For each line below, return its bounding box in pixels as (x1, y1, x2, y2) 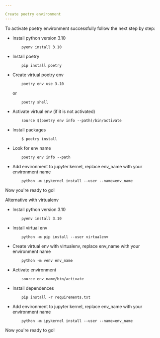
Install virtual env (12, 225, 48, 230)
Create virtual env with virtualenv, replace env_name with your (12, 243, 140, 249)
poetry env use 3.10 (21, 81, 64, 86)
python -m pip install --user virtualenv (21, 234, 108, 239)
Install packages (12, 126, 46, 132)
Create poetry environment (5, 11, 61, 16)
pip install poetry (21, 63, 62, 68)
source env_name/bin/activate (21, 276, 84, 281)
